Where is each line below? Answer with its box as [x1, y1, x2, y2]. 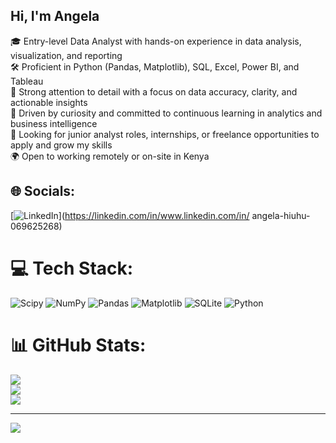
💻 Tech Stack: [10, 257, 134, 279]
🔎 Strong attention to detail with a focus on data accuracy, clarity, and [10, 85, 298, 98]
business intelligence [10, 117, 98, 129]
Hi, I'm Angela [10, 8, 100, 25]
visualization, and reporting [10, 49, 123, 61]
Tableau [10, 75, 44, 87]
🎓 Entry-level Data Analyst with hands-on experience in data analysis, [10, 35, 302, 47]
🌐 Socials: [10, 183, 76, 200]
